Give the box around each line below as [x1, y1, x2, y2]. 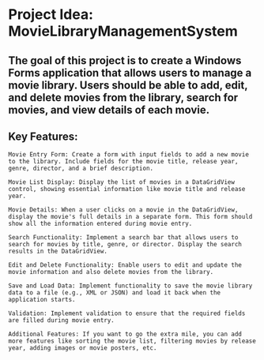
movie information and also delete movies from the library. [8, 268, 214, 276]
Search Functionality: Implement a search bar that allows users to [8, 234, 239, 242]
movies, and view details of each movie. [8, 103, 210, 116]
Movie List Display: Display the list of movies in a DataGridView [8, 178, 236, 186]
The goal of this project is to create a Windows [8, 54, 242, 67]
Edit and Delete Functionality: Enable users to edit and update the [8, 261, 243, 269]
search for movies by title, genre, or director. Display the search [8, 241, 243, 249]
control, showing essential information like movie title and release [8, 186, 246, 193]
